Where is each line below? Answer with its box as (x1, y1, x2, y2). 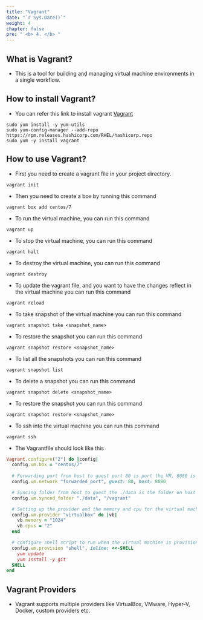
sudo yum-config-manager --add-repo (6, 127, 98, 133)
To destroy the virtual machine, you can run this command (14, 259, 161, 266)
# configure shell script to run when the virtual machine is (11, 539, 172, 546)
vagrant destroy (6, 271, 47, 277)
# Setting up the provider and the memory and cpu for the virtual (11, 506, 185, 512)
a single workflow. (14, 76, 60, 84)
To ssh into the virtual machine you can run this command (14, 422, 159, 429)
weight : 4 (6, 20, 31, 26)
